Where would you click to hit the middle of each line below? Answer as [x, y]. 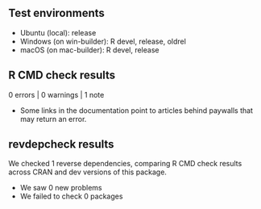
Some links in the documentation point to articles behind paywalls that [137, 110]
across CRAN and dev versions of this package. [88, 172]
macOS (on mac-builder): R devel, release [89, 50]
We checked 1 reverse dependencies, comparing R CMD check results [125, 164]
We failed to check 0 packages [71, 196]
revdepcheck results [61, 144]
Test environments [56, 13]
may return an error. [53, 119]
